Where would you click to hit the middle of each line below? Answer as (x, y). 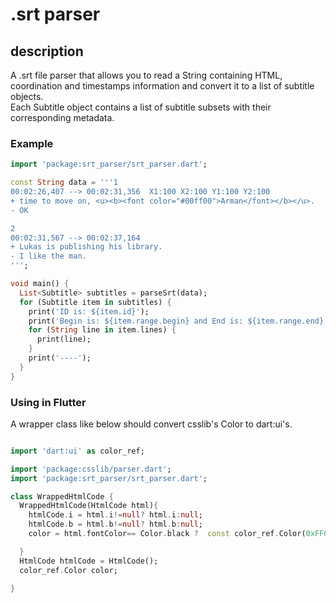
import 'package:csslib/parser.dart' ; (91, 469)
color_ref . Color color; (68, 570)
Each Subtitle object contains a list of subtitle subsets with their (141, 107)
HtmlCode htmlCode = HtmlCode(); (89, 561)
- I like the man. (48, 256)
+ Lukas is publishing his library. (86, 247)
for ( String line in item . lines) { (102, 330)
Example (32, 143)
